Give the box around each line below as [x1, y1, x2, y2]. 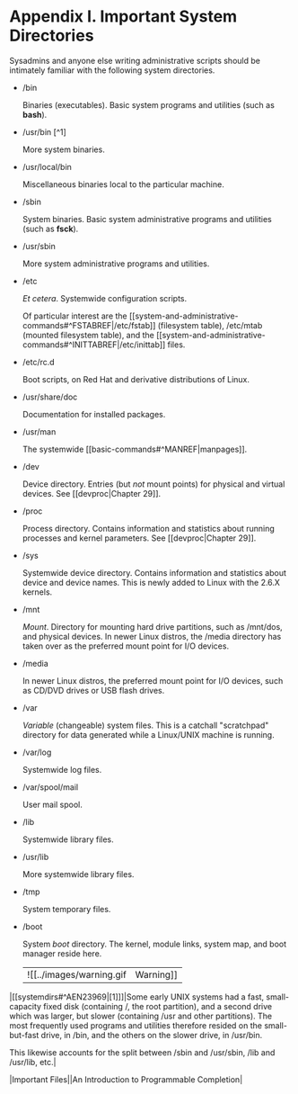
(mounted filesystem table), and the [22, 329, 155, 340]
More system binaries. [22, 144, 105, 155]
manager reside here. [22, 947, 102, 959]
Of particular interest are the [22, 310, 127, 321]
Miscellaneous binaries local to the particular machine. [22, 178, 224, 190]
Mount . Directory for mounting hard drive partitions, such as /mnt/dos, [22, 621, 283, 632]
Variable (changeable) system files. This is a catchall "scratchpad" [22, 720, 269, 731]
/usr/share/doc [22, 391, 78, 402]
